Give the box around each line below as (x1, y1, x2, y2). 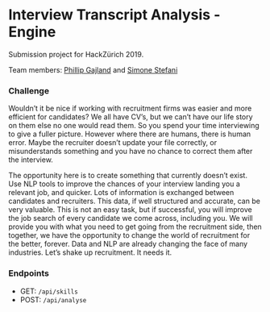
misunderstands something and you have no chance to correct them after (8, 147, 253, 156)
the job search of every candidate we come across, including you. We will (8, 214, 253, 223)
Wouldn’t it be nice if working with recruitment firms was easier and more (8, 103, 252, 114)
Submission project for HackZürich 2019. (8, 49, 144, 59)
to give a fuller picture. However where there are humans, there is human (8, 129, 251, 139)
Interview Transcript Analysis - (8, 6, 221, 24)
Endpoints (8, 268, 50, 279)
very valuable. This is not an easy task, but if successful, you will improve (8, 205, 252, 214)
